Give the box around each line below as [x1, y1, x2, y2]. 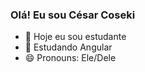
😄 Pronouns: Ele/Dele [24, 52, 117, 64]
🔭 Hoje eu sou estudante [24, 31, 127, 43]
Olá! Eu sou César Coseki [10, 8, 136, 22]
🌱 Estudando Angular [24, 41, 113, 53]
